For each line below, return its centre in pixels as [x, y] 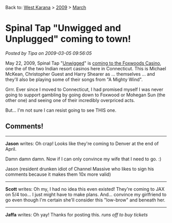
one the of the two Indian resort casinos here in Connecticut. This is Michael [86, 68]
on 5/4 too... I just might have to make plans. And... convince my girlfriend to [86, 194]
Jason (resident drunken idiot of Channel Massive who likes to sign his [80, 169]
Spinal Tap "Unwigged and [63, 28]
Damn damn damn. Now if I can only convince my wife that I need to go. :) [83, 159]
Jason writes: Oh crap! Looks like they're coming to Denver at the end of [82, 144]
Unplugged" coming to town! [68, 39]
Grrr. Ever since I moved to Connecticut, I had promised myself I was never [84, 89]
